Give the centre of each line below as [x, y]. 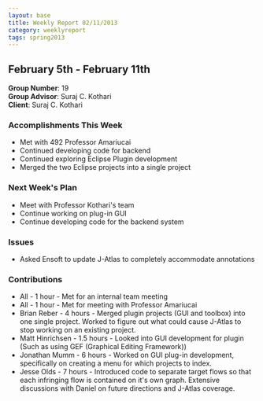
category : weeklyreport [47, 30]
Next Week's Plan [43, 188]
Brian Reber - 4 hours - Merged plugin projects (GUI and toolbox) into [132, 313]
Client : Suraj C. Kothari [45, 105]
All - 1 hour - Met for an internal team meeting [93, 296]
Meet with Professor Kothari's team [77, 204]
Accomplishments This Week [66, 125]
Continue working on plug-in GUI [73, 213]
